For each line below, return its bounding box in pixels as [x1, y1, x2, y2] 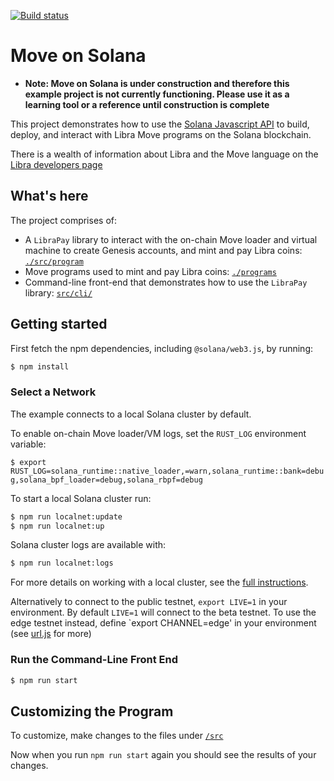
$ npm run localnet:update [10, 511, 123, 522]
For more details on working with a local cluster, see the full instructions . [10, 576, 309, 589]
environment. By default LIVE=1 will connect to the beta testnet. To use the [10, 606, 317, 619]
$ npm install [10, 361, 70, 372]
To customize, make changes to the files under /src [10, 730, 224, 742]
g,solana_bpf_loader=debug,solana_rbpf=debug [10, 475, 203, 485]
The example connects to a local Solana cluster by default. [10, 408, 252, 420]
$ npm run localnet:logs [10, 558, 114, 569]
